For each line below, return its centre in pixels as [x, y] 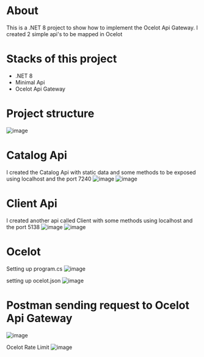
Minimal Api [30, 82]
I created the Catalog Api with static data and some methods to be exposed [101, 172]
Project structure [50, 114]
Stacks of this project [62, 59]
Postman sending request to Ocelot [98, 305]
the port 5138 [23, 227]
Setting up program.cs [35, 269]
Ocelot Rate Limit [28, 347]
